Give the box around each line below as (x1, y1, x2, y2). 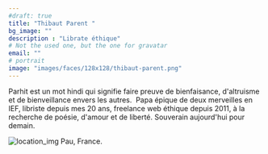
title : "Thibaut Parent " (8, 19, 95, 27)
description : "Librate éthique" (8, 34, 121, 43)
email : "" (8, 49, 42, 57)
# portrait (8, 57, 45, 65)
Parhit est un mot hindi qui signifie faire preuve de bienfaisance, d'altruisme (8, 86, 260, 96)
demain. (8, 120, 36, 130)
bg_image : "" (8, 27, 52, 35)
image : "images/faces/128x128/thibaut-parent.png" (8, 65, 182, 73)
